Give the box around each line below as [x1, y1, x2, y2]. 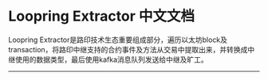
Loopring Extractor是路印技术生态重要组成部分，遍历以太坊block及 [8, 35, 228, 44]
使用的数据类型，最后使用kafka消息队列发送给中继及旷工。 [14, 55, 209, 64]
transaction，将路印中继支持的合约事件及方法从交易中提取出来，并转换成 [8, 44, 248, 54]
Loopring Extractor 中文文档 [8, 7, 195, 25]
